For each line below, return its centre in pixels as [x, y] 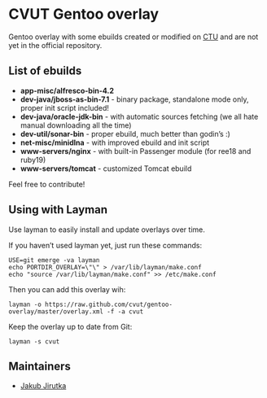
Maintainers [40, 366]
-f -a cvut [125, 311]
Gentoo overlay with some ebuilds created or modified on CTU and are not [133, 37]
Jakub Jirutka [43, 386]
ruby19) [33, 160]
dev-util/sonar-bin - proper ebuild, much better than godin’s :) [125, 133]
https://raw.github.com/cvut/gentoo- [109, 304]
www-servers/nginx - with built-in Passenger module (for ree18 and [136, 151]
